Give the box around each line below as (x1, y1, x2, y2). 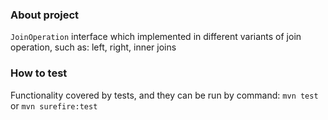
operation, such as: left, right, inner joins (10, 41, 177, 53)
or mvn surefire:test (10, 99, 98, 112)
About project (10, 8, 80, 22)
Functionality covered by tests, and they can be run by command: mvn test (10, 89, 319, 101)
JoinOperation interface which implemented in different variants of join (10, 31, 302, 43)
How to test (10, 66, 68, 80)
